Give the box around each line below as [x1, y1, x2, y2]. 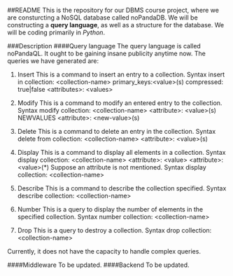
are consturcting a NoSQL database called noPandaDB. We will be [7, 13, 198, 22]
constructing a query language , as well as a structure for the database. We [7, 21, 225, 29]
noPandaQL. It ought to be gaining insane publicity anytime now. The [7, 49, 206, 57]
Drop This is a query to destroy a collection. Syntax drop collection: [17, 226, 212, 234]
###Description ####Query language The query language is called [7, 42, 201, 50]
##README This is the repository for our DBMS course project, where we [7, 6, 219, 14]
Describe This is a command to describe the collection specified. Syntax [17, 184, 227, 192]
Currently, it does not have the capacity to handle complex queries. [7, 247, 202, 255]
